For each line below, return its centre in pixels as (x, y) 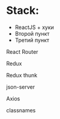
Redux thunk (22, 75)
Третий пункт (32, 40)
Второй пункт (32, 33)
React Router (22, 51)
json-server (20, 87)
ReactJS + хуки (34, 27)
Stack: (23, 11)
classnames (21, 110)
